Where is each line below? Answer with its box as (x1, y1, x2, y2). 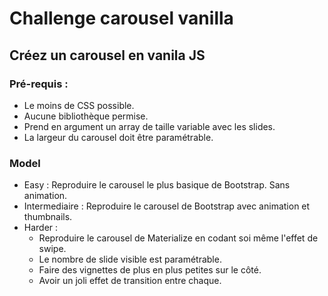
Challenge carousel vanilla (9, 7, 234, 30)
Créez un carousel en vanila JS (9, 47, 206, 64)
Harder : (23, 222, 59, 234)
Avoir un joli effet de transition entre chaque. (38, 275, 222, 287)
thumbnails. (23, 211, 73, 223)
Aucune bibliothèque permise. (23, 110, 149, 122)
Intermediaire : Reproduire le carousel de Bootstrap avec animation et (23, 200, 311, 212)
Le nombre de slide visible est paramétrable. (38, 253, 222, 266)
